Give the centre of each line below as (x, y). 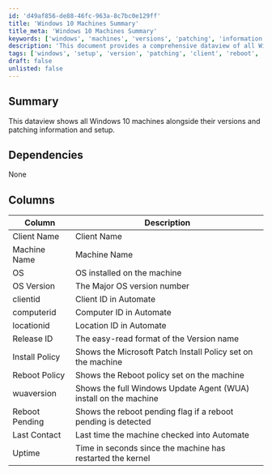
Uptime (26, 453)
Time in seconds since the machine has (151, 448)
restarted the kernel (113, 459)
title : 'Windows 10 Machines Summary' (74, 23)
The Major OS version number (133, 286)
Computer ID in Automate (123, 313)
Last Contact (37, 435)
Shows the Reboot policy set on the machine (160, 375)
